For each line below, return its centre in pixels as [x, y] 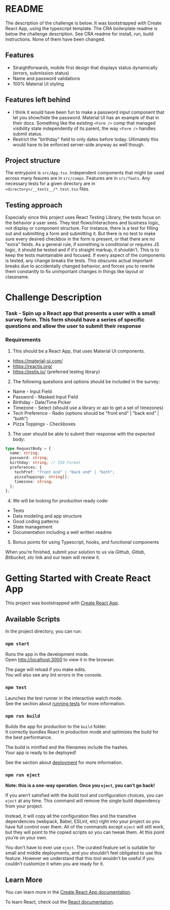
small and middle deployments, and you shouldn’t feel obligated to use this [83, 853]
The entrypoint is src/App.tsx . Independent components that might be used [85, 173]
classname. [17, 277]
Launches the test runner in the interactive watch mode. [64, 698]
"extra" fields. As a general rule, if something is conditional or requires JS [82, 245]
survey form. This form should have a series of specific [75, 320]
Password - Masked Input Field [45, 397]
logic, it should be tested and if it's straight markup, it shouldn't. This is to [82, 250]
